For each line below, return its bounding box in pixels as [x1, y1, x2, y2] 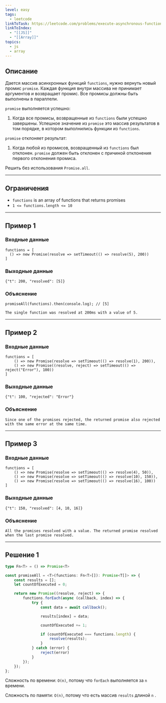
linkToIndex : [5, 26, 32, 31]
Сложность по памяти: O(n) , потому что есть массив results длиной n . [5, 692, 157, 699]
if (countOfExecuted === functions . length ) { [40, 632, 136, 637]
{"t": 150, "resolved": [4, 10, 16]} [5, 506, 83, 511]
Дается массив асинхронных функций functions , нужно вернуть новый [5, 80, 157, 86]
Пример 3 [5, 439, 38, 448]
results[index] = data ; [40, 614, 90, 619]
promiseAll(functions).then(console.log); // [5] [5, 302, 110, 307]
